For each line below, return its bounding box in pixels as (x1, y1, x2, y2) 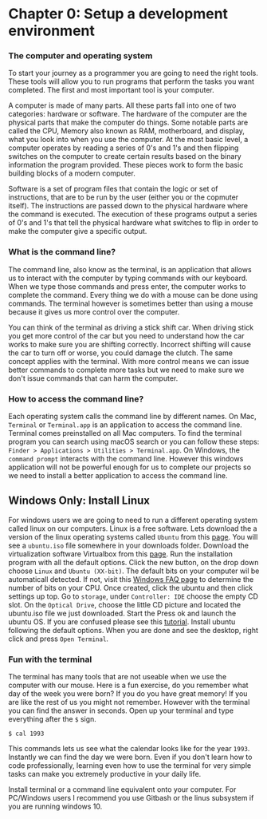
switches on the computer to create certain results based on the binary (8, 152, 241, 161)
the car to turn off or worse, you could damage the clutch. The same (8, 348, 234, 358)
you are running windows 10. (8, 801, 103, 811)
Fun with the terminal (8, 654, 92, 665)
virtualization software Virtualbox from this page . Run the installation (8, 548, 234, 559)
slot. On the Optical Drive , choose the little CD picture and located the (8, 599, 241, 609)
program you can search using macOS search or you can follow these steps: (8, 437, 260, 447)
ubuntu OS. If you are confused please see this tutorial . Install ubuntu (8, 616, 236, 627)
